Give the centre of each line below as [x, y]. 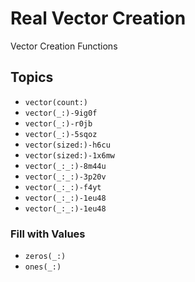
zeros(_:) [45, 257]
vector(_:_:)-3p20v [65, 177]
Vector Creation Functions [64, 46]
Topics [32, 77]
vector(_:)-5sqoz [61, 134]
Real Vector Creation [98, 18]
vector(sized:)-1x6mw [69, 155]
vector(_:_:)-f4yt [63, 187]
